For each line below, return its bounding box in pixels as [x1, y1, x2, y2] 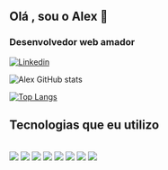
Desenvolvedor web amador [9, 36, 136, 49]
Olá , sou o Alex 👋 [9, 9, 109, 24]
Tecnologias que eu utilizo [9, 118, 160, 133]
